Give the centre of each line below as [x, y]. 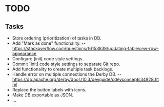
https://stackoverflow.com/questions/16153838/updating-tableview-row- [85, 48]
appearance [24, 53]
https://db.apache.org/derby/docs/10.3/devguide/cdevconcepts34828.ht [85, 79]
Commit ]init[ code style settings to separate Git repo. [66, 64]
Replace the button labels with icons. [49, 90]
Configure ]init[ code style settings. [48, 59]
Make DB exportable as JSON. [42, 95]
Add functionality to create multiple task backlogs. [63, 69]
